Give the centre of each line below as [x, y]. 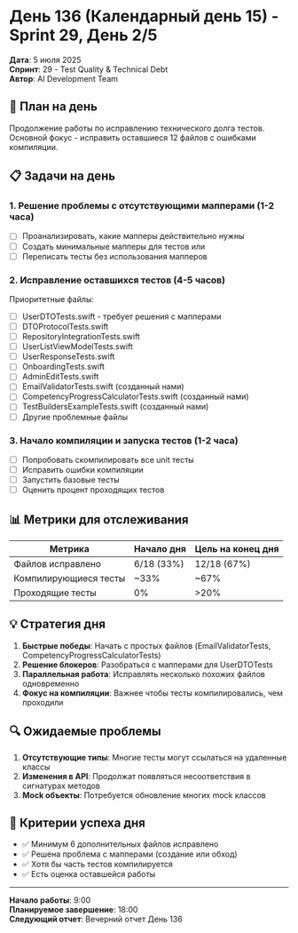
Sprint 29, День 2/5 [83, 35]
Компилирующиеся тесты [70, 578]
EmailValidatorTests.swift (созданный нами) [103, 387]
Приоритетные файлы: [52, 299]
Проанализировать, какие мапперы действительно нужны [133, 236]
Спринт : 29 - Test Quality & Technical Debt [89, 69]
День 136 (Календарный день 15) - [144, 16]
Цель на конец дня [237, 548]
